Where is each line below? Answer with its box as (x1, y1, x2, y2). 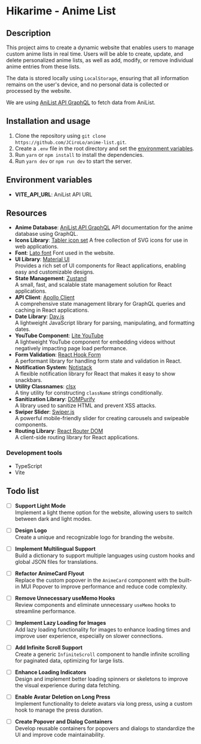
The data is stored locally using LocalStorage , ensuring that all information (6, 75, 189, 81)
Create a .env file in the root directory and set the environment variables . (14, 145, 194, 152)
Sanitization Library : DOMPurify (14, 396, 96, 403)
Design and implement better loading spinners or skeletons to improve (14, 675, 188, 683)
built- (178, 576, 192, 584)
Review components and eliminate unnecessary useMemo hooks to (14, 601, 176, 608)
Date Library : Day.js (14, 313, 65, 320)
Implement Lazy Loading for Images (14, 619, 106, 626)
